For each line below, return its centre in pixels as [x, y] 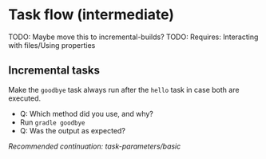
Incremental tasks [54, 71]
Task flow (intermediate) [91, 15]
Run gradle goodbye [52, 122]
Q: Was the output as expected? [73, 130]
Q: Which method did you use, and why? [87, 113]
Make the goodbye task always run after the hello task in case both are [124, 89]
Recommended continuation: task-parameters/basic [95, 146]
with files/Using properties [52, 45]
